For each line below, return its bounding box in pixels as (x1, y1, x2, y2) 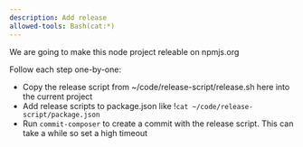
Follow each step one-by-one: (9, 64, 122, 75)
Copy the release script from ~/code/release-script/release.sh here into (22, 81, 290, 92)
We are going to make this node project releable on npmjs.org (9, 46, 240, 57)
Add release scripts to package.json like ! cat (22, 100, 189, 111)
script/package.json (22, 110, 100, 119)
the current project (22, 91, 93, 102)
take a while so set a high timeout (22, 127, 147, 138)
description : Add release (9, 13, 107, 23)
